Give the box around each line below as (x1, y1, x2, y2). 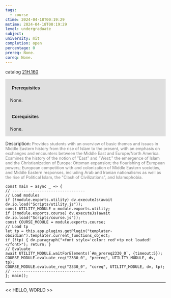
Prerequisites (12, 85, 40, 91)
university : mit (5, 36, 40, 41)
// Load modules (5, 193, 40, 198)
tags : (5, 7, 17, 13)
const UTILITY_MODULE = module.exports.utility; (5, 206, 110, 212)
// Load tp (5, 224, 28, 230)
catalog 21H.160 (5, 69, 39, 75)
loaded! (135, 238, 152, 243)
